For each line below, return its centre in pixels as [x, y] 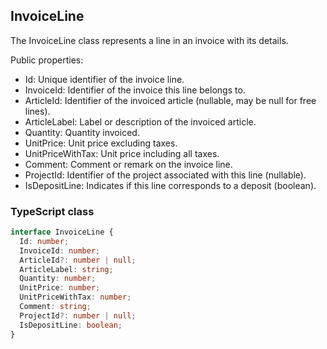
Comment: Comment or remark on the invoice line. [128, 164]
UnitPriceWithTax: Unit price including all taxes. [122, 153]
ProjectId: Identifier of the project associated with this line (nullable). [165, 175]
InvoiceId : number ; [60, 250]
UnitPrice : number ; [60, 288]
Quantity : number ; [58, 279]
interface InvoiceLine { [62, 232]
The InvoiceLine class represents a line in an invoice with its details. [149, 40]
